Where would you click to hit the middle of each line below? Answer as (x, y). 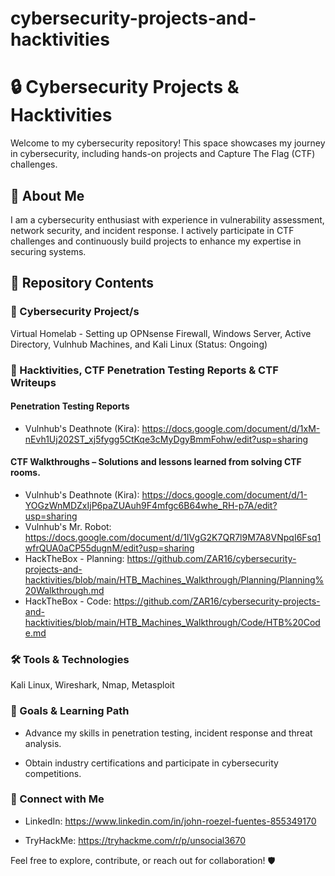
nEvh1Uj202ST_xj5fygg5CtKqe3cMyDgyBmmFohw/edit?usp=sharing (166, 439)
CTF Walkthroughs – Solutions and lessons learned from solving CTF (156, 462)
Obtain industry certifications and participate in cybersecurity (151, 763)
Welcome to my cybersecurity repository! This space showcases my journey (168, 143)
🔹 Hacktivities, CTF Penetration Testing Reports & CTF (144, 370)
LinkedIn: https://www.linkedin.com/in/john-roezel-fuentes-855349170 (170, 821)
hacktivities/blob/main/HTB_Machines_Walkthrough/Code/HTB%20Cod (172, 622)
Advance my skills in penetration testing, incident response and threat (168, 733)
